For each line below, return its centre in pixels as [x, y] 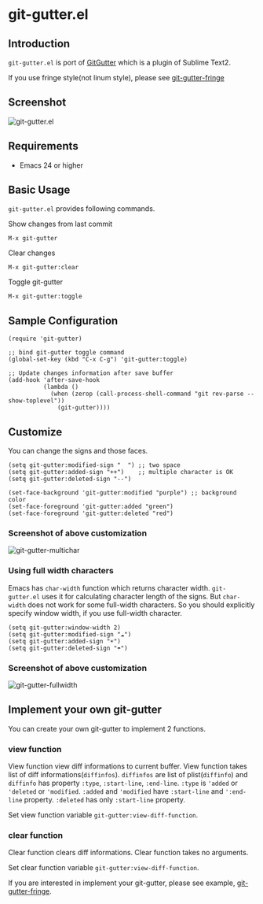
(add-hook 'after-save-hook [54, 380]
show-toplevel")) [37, 401]
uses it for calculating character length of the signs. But [131, 596]
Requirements [43, 146]
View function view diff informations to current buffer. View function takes [128, 766]
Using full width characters [61, 571]
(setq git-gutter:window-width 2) [65, 628]
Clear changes [32, 253]
